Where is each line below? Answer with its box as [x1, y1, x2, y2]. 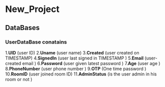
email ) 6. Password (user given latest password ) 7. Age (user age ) [22, 60, 160, 66]
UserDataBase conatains [5, 38, 67, 45]
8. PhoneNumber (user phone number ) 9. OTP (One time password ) [5, 65, 146, 71]
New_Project [5, 3, 60, 15]
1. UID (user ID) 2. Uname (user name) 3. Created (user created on [5, 49, 139, 55]
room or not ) [5, 76, 33, 82]
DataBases [5, 23, 40, 32]
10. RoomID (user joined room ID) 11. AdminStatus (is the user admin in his [5, 71, 157, 77]
